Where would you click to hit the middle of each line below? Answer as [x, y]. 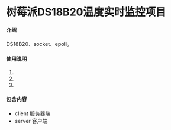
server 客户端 [31, 121]
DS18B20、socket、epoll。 [39, 44]
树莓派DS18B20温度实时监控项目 [86, 12]
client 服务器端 [33, 113]
